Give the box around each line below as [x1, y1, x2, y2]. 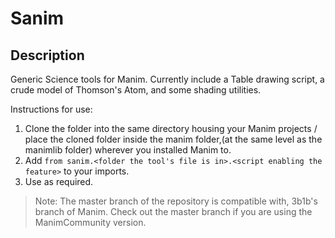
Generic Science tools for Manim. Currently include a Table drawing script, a [10, 73, 325, 85]
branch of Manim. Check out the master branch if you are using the [34, 206, 313, 217]
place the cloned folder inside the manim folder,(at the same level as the [24, 133, 323, 145]
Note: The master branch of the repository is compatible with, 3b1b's [34, 195, 318, 207]
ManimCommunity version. [34, 217, 147, 228]
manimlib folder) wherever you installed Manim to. [24, 144, 232, 156]
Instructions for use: [10, 103, 93, 115]
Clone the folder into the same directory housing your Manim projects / [24, 123, 318, 134]
